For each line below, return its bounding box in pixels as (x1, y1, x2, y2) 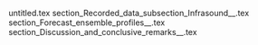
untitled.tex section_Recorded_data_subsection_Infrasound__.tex (8, 8, 250, 18)
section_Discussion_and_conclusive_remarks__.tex (8, 27, 197, 37)
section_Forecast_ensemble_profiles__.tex (8, 17, 166, 28)
